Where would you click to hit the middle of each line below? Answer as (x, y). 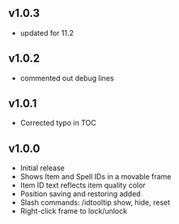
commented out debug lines (67, 78)
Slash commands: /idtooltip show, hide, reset (95, 203)
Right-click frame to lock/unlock (74, 211)
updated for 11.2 (47, 32)
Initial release (42, 168)
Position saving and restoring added (80, 194)
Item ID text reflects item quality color (83, 185)
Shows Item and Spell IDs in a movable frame (96, 177)
